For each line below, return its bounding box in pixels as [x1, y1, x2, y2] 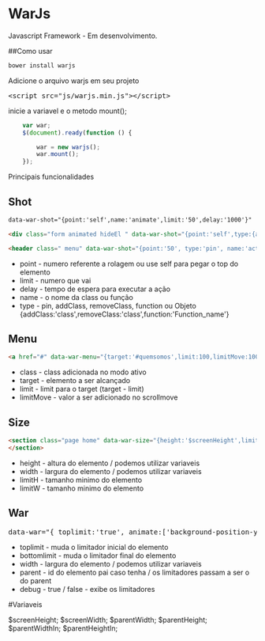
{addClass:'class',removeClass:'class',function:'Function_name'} [19, 309, 230, 319]
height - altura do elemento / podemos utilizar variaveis [19, 458, 200, 468]
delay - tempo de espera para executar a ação [19, 284, 171, 294]
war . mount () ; [36, 150, 80, 158]
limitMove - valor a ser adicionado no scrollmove [19, 393, 178, 402]
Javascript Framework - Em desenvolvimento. [8, 31, 158, 40]
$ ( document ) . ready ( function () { [22, 128, 132, 137]
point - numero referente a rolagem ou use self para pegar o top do [19, 259, 239, 268]
